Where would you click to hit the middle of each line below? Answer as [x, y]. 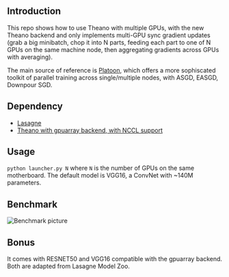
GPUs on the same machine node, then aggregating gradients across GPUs [113, 49]
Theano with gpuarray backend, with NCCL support [90, 130]
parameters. [24, 183]
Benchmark [32, 204]
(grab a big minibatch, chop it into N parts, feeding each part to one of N [109, 42]
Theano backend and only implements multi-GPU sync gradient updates [109, 35]
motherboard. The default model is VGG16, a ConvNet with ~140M [100, 176]
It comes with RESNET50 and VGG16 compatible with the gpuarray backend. [115, 259]
